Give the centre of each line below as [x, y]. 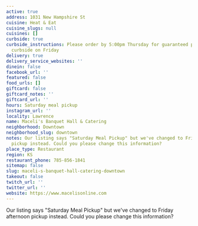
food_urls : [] [24, 83]
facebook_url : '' [27, 72]
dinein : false [24, 67]
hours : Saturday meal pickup [42, 105]
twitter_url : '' [26, 188]
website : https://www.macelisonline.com [57, 193]
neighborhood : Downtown [35, 127]
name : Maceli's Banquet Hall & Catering [57, 122]
